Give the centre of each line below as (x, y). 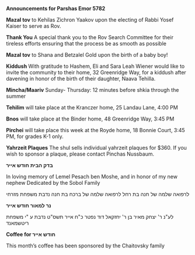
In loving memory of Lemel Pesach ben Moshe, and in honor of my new (92, 177)
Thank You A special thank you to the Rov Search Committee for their (90, 37)
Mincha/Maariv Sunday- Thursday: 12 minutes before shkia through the (93, 90)
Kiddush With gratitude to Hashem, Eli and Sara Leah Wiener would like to (95, 66)
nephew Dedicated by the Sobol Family (53, 183)
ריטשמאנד (18, 223)
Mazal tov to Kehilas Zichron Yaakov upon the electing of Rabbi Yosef (90, 20)
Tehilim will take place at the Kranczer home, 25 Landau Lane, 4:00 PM (92, 107)
